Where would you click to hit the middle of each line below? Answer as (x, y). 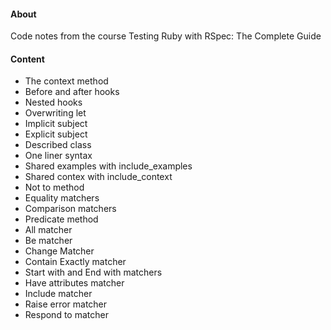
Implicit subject (56, 124)
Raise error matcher (66, 304)
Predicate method (61, 219)
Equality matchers (62, 198)
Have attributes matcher (74, 283)
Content (27, 59)
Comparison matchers (70, 209)
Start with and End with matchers (93, 272)
